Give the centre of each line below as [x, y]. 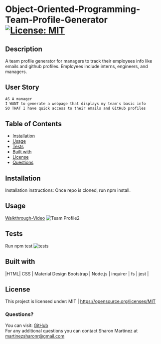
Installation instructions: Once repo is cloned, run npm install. [68, 190]
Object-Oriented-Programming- [73, 9]
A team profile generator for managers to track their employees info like [79, 61]
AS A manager [19, 99]
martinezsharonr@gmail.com [35, 336]
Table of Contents [34, 124]
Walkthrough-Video [25, 218]
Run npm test [19, 246]
